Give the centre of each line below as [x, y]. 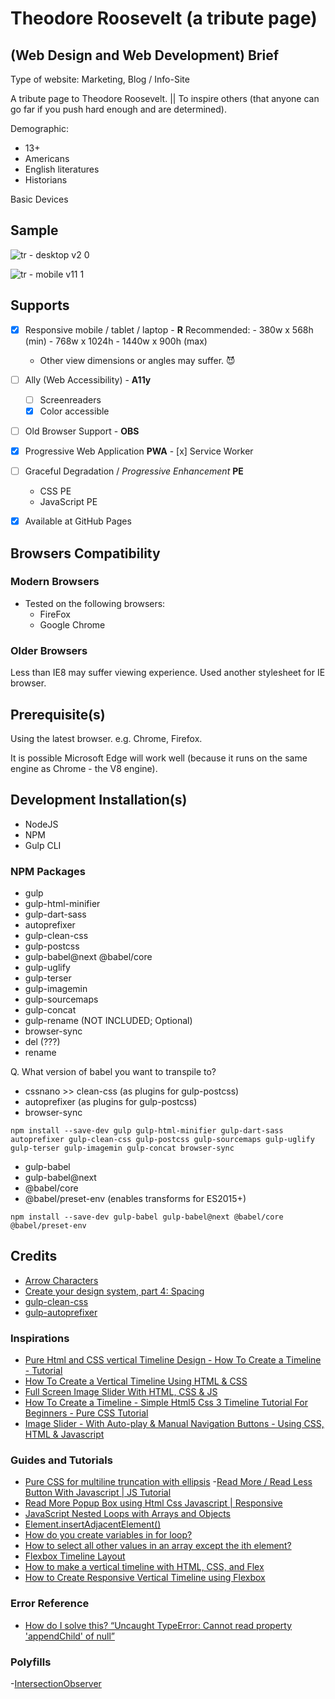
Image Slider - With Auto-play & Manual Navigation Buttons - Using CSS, [174, 1424]
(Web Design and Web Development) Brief [145, 55]
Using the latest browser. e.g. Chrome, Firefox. [106, 738]
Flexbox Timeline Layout [75, 1556]
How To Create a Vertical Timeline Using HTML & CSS [136, 1381]
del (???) [42, 1042]
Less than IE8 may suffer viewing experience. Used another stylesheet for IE [168, 673]
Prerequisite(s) [58, 714]
